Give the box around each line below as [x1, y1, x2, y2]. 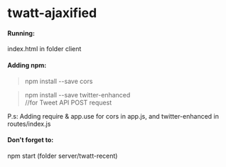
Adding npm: [7, 60, 47, 69]
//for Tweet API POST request [24, 98, 112, 107]
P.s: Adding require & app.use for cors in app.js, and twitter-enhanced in [7, 112, 219, 120]
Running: [7, 28, 36, 37]
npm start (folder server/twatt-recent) [7, 151, 118, 160]
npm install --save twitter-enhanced [24, 90, 131, 99]
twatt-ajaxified [7, 5, 97, 21]
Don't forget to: [7, 136, 54, 144]
